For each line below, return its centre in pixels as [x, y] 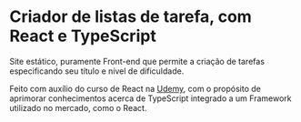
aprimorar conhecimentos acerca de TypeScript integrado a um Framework [150, 98]
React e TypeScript [83, 36]
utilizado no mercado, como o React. [78, 107]
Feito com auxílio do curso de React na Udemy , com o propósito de [135, 88]
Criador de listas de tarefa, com [130, 17]
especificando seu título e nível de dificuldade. [97, 71]
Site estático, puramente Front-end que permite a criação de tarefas [137, 61]
